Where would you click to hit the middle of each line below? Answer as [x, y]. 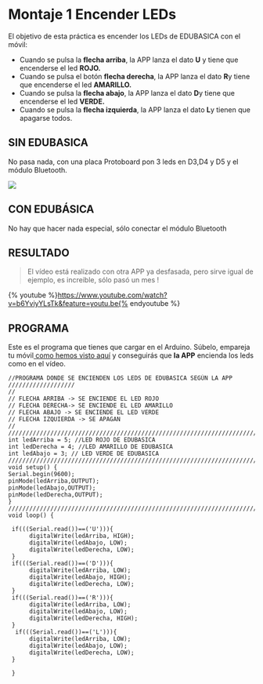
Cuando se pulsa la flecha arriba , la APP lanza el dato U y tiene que [129, 60]
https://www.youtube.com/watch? [112, 295]
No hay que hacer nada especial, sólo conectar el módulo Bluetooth [117, 228]
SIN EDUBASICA [48, 143]
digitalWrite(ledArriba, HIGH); [81, 536]
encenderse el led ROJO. [60, 67]
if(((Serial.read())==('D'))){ [62, 564]
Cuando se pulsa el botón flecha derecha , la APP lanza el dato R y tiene [135, 76]
